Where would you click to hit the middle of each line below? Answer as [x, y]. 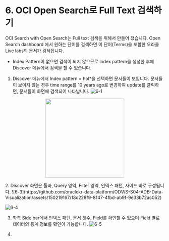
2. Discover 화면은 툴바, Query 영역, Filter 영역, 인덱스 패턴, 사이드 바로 [76, 185]
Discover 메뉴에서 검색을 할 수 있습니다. [52, 68]
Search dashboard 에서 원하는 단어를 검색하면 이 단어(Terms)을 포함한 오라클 [82, 44]
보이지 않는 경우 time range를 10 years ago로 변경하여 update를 [82, 85]
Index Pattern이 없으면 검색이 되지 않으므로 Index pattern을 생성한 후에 [83, 61]
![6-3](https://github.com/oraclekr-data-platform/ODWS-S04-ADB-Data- [88, 192]
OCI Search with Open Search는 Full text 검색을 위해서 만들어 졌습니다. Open [83, 38]
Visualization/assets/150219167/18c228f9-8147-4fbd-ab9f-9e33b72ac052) [83, 197]
